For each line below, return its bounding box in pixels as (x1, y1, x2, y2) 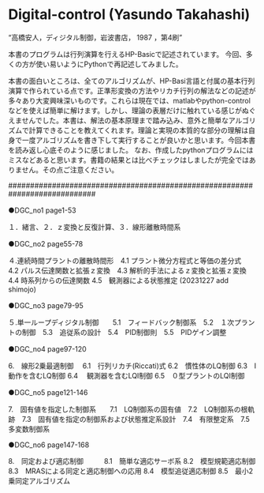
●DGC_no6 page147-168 (8, 440, 90, 450)
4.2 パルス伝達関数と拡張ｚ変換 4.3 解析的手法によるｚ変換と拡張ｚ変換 (8, 265, 247, 275)
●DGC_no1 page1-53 (8, 205, 76, 215)
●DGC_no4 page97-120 (8, 344, 87, 353)
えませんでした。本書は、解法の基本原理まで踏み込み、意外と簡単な (8, 115, 229, 125)
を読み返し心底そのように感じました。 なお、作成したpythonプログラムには (8, 145, 254, 155)
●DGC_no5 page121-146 (8, 387, 88, 397)
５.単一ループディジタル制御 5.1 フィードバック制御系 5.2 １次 (8, 318, 235, 327)
